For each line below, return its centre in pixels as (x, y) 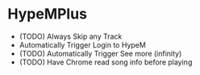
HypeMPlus (48, 14)
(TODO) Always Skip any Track (71, 36)
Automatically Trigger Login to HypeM (82, 44)
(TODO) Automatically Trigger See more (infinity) (100, 53)
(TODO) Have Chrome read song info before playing (106, 62)
